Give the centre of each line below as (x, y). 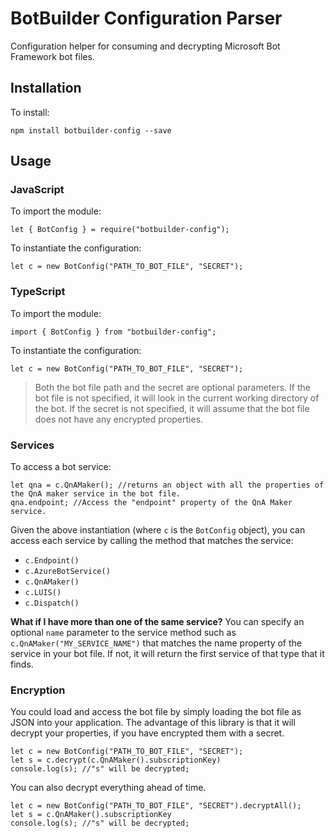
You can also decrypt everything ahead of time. (108, 788)
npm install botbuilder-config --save (91, 130)
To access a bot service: (61, 467)
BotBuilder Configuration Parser (146, 18)
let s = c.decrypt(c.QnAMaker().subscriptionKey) (116, 760)
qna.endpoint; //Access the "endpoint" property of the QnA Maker (151, 503)
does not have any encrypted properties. (119, 419)
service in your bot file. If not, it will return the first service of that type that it (167, 654)
